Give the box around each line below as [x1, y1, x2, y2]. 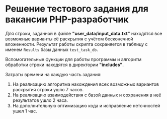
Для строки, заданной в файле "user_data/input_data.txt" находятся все [5, 30, 162, 36]
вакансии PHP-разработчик [5, 14, 129, 25]
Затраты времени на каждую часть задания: [5, 71, 102, 77]
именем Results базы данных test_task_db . [5, 46, 98, 52]
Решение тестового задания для [5, 3, 148, 15]
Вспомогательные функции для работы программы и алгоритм [5, 56, 142, 62]
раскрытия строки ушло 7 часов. [12, 86, 84, 92]
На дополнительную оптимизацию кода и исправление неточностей [12, 102, 160, 108]
